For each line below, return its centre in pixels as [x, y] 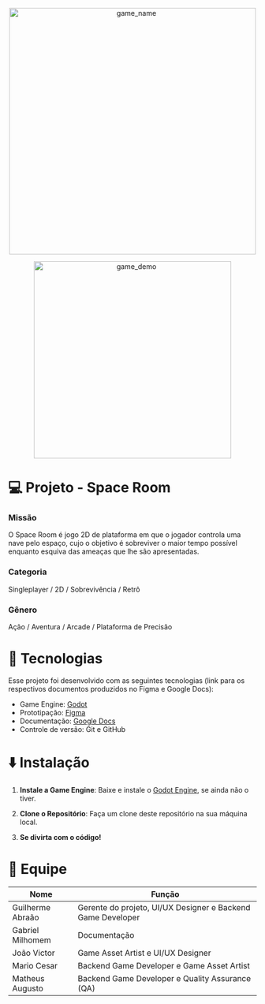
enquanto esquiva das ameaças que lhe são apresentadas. [104, 551]
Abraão [26, 917]
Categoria [28, 572]
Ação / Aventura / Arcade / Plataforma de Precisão [90, 627]
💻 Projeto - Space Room [90, 488]
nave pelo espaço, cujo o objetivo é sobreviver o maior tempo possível [123, 543]
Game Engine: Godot [53, 704]
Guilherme [32, 907]
